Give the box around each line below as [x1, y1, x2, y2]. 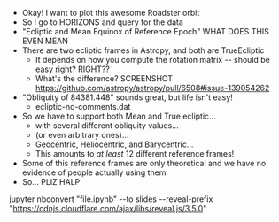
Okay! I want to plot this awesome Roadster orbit [21, 8, 200, 18]
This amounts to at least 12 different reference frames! [35, 149, 235, 158]
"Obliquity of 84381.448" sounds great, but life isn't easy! [21, 92, 233, 103]
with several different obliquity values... [35, 120, 179, 131]
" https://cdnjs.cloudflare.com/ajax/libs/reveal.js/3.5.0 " [9, 203, 207, 213]
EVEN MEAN [21, 35, 69, 46]
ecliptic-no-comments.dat [35, 102, 131, 111]
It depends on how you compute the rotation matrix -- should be [35, 55, 270, 65]
